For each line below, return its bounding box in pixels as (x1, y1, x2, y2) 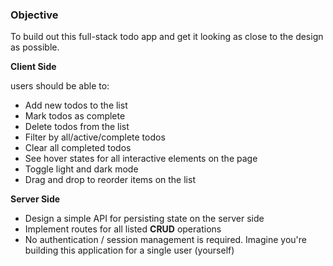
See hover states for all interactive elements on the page (24, 153, 258, 165)
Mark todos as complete (24, 110, 126, 122)
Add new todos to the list (24, 99, 128, 112)
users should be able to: (10, 80, 110, 92)
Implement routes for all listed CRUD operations (24, 223, 222, 235)
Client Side (10, 61, 57, 73)
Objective (10, 8, 59, 22)
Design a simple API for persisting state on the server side (24, 213, 265, 225)
